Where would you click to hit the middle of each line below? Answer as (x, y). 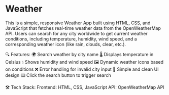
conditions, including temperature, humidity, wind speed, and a (71, 39)
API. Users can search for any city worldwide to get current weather (77, 33)
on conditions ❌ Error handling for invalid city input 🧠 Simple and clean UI (82, 69)
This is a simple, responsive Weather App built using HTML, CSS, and (78, 23)
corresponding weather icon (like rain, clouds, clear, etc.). (65, 44)
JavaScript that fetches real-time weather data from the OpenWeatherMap (83, 28)
